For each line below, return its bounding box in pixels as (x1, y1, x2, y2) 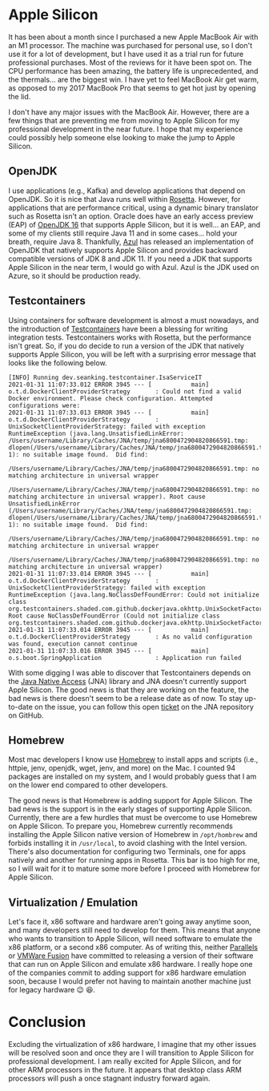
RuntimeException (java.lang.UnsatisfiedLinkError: (8, 429, 184, 437)
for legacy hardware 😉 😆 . (8, 985, 96, 995)
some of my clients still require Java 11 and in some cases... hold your (8, 228, 238, 238)
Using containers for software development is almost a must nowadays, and (8, 315, 259, 325)
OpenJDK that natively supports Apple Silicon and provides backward (8, 245, 239, 255)
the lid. (8, 91, 31, 101)
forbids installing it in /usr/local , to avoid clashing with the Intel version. (8, 839, 247, 848)
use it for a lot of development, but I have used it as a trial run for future (8, 49, 244, 58)
